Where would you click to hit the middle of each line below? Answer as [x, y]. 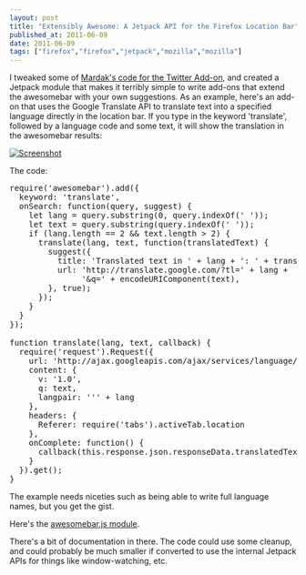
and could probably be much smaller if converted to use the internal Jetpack [153, 551]
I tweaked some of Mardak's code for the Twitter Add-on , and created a [144, 77]
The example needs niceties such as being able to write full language [139, 497]
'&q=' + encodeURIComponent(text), [161, 279]
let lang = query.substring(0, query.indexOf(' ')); [149, 216]
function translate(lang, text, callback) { [111, 343]
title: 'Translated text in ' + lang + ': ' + [163, 261]
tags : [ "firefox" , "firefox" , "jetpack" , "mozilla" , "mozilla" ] [126, 52]
